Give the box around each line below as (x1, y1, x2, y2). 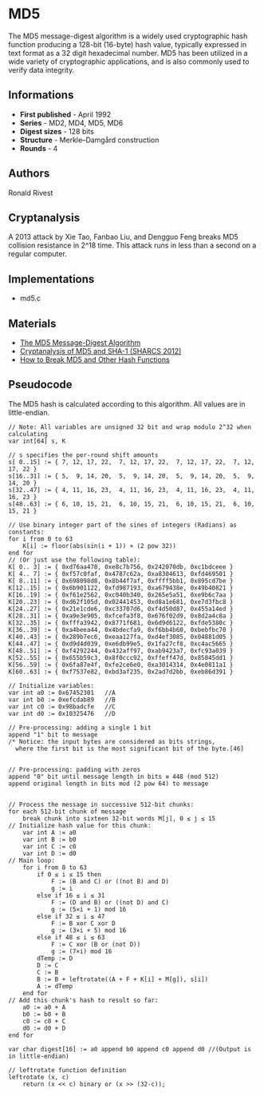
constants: (8, 528, 45, 536)
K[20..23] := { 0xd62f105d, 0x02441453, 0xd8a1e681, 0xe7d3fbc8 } (8, 598, 234, 606)
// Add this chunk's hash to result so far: (8, 996, 159, 1004)
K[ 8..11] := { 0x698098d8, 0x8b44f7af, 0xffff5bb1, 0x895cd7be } (8, 577, 234, 585)
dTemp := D (37, 954, 73, 963)
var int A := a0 (22, 828, 77, 836)
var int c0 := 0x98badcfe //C (8, 702, 116, 711)
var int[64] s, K (8, 437, 66, 445)
